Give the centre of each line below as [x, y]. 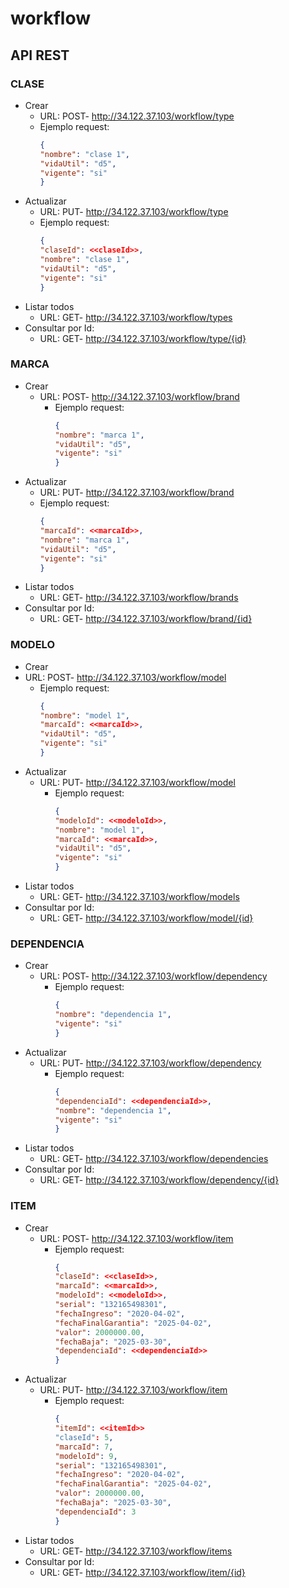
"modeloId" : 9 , [86, 1456]
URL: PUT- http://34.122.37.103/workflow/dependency [150, 1063]
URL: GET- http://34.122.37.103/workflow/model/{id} [146, 918]
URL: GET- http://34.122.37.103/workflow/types [136, 317]
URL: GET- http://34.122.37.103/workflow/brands [139, 598]
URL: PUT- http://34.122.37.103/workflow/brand [137, 493]
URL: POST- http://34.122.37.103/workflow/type [137, 116]
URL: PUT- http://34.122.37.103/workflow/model [137, 782]
